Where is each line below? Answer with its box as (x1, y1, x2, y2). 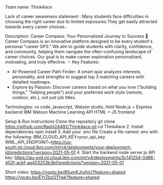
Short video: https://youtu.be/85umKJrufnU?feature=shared (5, 169, 126, 175)
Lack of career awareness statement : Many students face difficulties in (5, 14, 149, 19)
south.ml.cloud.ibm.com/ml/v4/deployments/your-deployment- (5, 144, 132, 150)
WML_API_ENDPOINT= (5, 139, 51, 145)
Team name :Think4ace (5, 4, 52, 10)
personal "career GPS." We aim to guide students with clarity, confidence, (5, 44, 153, 49)
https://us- (51, 139, 72, 145)
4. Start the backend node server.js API (76, 150, 156, 155)
